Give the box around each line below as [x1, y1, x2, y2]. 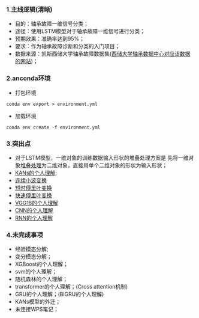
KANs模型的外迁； [14, 298, 61, 305]
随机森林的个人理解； [14, 275, 68, 283]
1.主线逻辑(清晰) [6, 5, 53, 13]
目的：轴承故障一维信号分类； [14, 20, 89, 28]
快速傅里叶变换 [14, 191, 52, 199]
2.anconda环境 [6, 74, 51, 82]
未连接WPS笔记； [14, 305, 59, 313]
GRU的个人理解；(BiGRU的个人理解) [14, 290, 104, 298]
